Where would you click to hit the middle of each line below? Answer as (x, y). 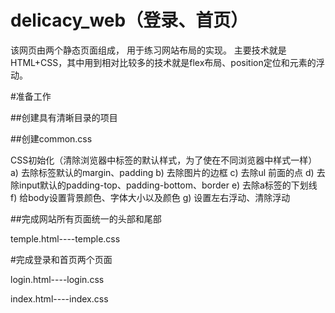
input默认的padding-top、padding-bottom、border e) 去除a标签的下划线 (168, 185)
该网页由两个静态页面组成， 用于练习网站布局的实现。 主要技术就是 (148, 50)
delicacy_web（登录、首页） (129, 20)
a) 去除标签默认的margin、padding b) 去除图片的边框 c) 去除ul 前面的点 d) (162, 172)
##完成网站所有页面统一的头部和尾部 (86, 218)
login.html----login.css (57, 279)
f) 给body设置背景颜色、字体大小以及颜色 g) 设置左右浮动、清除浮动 (150, 197)
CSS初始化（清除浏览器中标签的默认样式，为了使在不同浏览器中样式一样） (164, 160)
